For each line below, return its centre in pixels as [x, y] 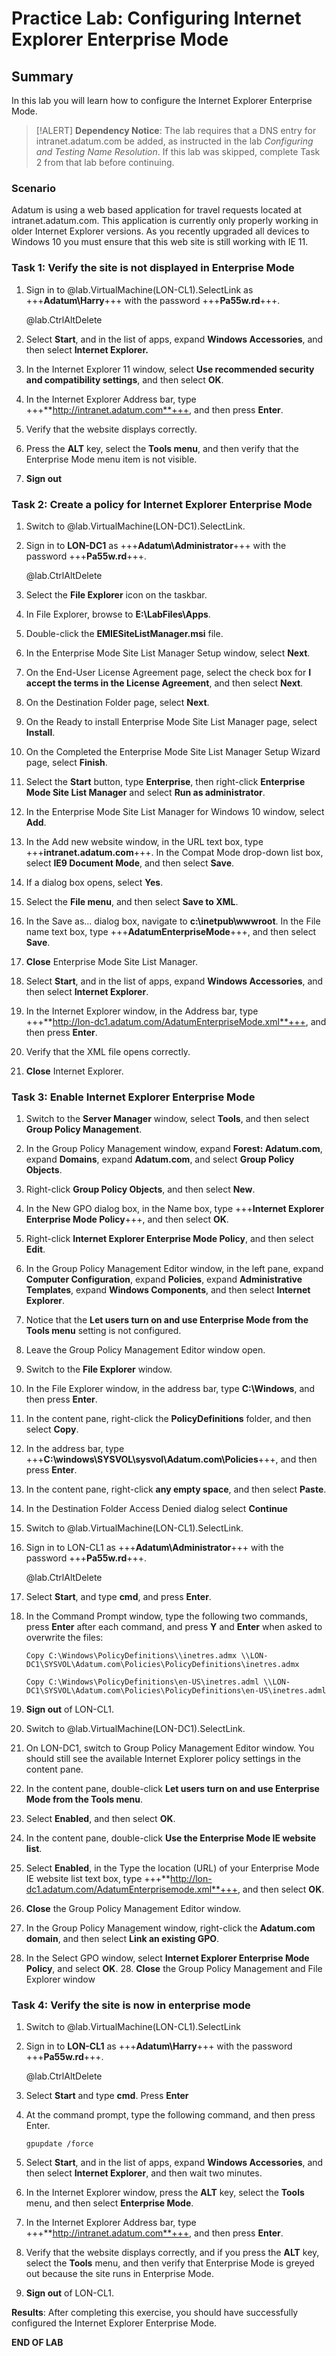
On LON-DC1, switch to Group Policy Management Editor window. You [170, 1748]
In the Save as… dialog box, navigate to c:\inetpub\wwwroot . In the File [173, 921]
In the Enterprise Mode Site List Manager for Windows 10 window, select [175, 811]
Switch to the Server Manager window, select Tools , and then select [167, 1119]
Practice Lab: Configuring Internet [156, 18]
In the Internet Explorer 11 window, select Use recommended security [170, 369]
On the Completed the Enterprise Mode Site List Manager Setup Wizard [173, 751]
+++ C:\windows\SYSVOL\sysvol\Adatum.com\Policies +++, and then [171, 1459]
